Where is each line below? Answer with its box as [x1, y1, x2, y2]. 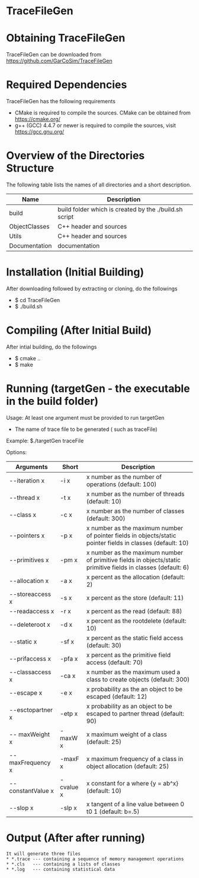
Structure [6, 161, 54, 175]
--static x [9, 637, 37, 645]
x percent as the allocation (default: [86, 573, 185, 581]
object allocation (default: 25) [86, 762, 169, 770]
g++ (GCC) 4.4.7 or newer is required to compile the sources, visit [14, 122, 176, 129]
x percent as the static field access [86, 633, 184, 642]
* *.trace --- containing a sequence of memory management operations [6, 856, 184, 862]
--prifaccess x [9, 654, 52, 663]
